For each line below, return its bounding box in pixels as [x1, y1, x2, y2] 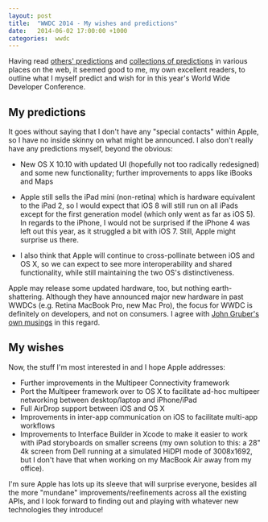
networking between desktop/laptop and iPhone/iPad [19, 395, 197, 404]
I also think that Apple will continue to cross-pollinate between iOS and [19, 251, 255, 260]
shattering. [8, 292, 44, 302]
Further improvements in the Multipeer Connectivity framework [19, 378, 229, 387]
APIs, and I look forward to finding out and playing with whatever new [8, 496, 239, 506]
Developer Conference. [8, 82, 86, 92]
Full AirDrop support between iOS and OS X [19, 404, 165, 413]
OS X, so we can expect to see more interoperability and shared [19, 259, 233, 269]
